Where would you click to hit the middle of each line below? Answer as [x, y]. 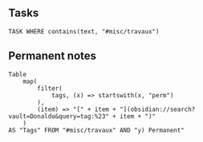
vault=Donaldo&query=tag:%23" [59, 116]
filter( [50, 88]
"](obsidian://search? [157, 109]
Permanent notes [53, 56]
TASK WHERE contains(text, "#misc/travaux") [84, 31]
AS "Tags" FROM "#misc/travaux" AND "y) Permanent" [96, 130]
